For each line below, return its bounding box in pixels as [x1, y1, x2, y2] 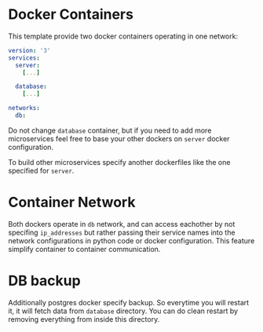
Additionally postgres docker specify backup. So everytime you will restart [8, 297, 250, 307]
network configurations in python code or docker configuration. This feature [8, 235, 255, 245]
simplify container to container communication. [8, 244, 161, 254]
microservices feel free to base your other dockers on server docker [8, 133, 230, 143]
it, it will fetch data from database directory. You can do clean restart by [8, 306, 238, 316]
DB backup [8, 272, 81, 290]
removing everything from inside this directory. [8, 314, 160, 323]
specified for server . [8, 166, 75, 175]
